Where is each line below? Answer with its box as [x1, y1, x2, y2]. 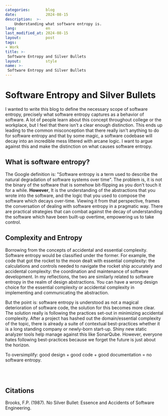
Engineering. [5, 405, 32, 411]
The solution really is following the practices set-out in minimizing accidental [5, 310, 163, 316]
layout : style [5, 59, 57, 64]
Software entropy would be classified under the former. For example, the [5, 252, 155, 258]
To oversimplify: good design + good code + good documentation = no [5, 351, 152, 357]
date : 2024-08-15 [5, 12, 69, 17]
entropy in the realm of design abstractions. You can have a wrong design [5, 279, 158, 285]
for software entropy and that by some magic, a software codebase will [5, 132, 153, 138]
